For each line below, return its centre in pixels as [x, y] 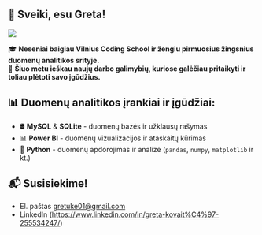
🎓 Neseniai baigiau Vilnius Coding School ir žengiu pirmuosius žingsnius [131, 49]
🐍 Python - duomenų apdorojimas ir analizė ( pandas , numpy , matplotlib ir [137, 149]
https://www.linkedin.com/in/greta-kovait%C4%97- [135, 214]
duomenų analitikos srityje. [54, 60]
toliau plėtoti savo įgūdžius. [54, 76]
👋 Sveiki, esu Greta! [57, 15]
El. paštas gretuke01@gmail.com [72, 207]
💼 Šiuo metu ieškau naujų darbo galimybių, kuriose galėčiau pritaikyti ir [127, 69]
